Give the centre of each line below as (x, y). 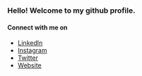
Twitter (28, 58)
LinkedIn (30, 43)
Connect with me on (38, 27)
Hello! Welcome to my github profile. (71, 11)
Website (30, 65)
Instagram (32, 51)
